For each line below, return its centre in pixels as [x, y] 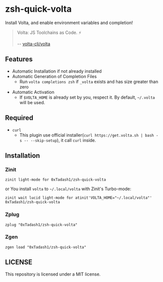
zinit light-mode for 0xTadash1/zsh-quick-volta [56, 180]
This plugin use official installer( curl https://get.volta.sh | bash [87, 135]
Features [19, 59]
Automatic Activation [33, 92]
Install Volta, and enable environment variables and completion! [69, 23]
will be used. [32, 102]
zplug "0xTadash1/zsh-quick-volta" [41, 225]
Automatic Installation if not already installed [57, 71]
